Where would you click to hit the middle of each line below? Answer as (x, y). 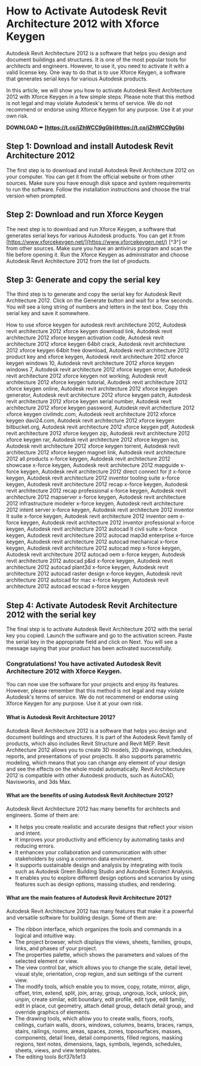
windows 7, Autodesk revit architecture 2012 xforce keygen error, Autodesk (99, 370)
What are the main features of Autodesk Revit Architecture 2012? (89, 898)
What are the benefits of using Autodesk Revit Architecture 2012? (90, 795)
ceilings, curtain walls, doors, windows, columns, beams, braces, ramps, (104, 1025)
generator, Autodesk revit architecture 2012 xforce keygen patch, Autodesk (99, 395)
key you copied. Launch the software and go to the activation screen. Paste (99, 636)
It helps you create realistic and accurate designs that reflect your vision (104, 827)
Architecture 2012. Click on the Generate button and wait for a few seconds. (100, 301)
